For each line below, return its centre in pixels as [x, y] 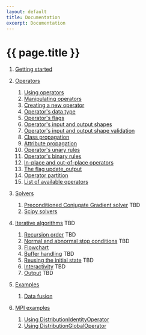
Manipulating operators [53, 99]
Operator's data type [50, 112]
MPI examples [32, 308]
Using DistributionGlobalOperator [65, 326]
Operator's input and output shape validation [79, 131]
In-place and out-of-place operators [69, 163]
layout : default [26, 12]
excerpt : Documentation [36, 23]
